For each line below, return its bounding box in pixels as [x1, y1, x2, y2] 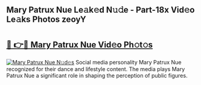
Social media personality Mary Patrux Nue [75, 59, 182, 66]
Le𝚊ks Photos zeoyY [6, 15, 87, 25]
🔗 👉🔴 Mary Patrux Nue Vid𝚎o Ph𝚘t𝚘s [6, 39, 153, 50]
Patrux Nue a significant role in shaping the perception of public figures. [6, 72, 188, 79]
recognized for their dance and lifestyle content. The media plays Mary [6, 66, 185, 72]
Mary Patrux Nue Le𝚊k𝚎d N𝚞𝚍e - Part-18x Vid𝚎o [6, 5, 195, 15]
